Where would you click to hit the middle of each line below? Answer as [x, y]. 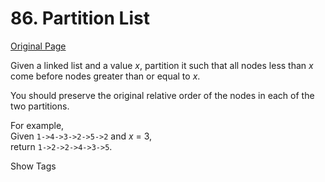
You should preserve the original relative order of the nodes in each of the [162, 95]
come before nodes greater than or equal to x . [105, 76]
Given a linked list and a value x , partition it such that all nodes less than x [162, 65]
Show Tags [33, 166]
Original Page [38, 46]
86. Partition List [80, 18]
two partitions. [40, 106]
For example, [37, 125]
